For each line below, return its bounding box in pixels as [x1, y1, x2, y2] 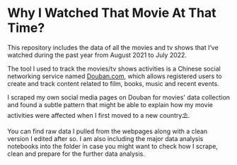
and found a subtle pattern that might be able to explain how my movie [7, 100, 214, 109]
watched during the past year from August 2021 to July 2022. [7, 51, 187, 59]
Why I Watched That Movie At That [7, 5, 216, 21]
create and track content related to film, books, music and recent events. [7, 79, 219, 87]
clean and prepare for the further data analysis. [7, 149, 145, 158]
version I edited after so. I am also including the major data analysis [7, 134, 204, 142]
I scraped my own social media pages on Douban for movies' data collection [7, 93, 231, 102]
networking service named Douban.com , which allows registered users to [7, 72, 222, 80]
